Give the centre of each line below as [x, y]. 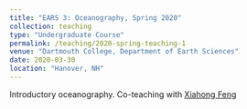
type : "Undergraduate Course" [67, 35]
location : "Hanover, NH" [57, 69]
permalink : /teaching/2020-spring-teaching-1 [97, 43]
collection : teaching [51, 26]
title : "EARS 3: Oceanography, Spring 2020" [96, 18]
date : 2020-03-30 [43, 60]
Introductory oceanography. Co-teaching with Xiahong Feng [123, 94]
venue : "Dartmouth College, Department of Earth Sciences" [124, 52]
